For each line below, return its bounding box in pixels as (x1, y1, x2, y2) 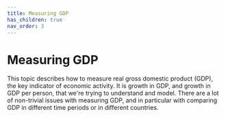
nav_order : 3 (7, 23, 45, 29)
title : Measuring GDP (7, 10, 69, 17)
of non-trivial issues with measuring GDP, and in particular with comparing (7, 96, 218, 104)
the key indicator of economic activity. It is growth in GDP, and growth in (7, 82, 211, 90)
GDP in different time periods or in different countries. (7, 104, 159, 112)
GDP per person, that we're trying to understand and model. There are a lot (7, 89, 219, 98)
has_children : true (7, 16, 63, 23)
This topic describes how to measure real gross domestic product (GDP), (7, 74, 214, 83)
